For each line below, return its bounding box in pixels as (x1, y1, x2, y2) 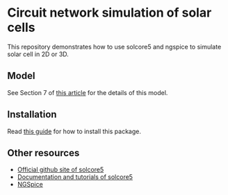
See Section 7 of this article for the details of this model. (7, 88, 168, 96)
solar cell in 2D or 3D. (7, 50, 70, 58)
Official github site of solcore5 (17, 165, 104, 174)
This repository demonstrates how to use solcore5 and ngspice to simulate (7, 42, 222, 51)
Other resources (7, 147, 80, 159)
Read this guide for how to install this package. (7, 127, 141, 135)
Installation (7, 109, 57, 121)
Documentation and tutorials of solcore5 (17, 173, 133, 181)
